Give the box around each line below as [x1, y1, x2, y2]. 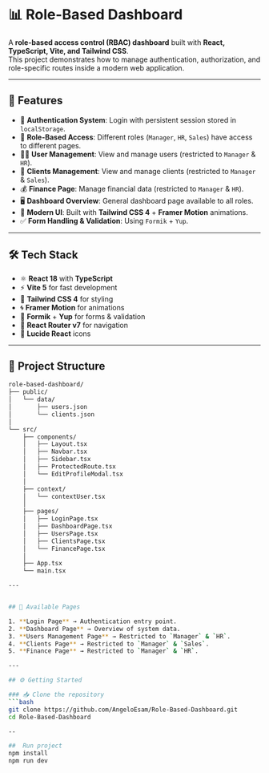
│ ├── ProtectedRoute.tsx [22, 463, 116, 471]
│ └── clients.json [8, 410, 94, 419]
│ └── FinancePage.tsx [22, 544, 106, 552]
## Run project [8, 742, 62, 750]
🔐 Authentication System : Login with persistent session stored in [19, 115, 237, 124]
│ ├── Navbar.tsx [22, 447, 88, 456]
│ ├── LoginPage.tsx [22, 515, 98, 523]
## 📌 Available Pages [8, 603, 81, 611]
